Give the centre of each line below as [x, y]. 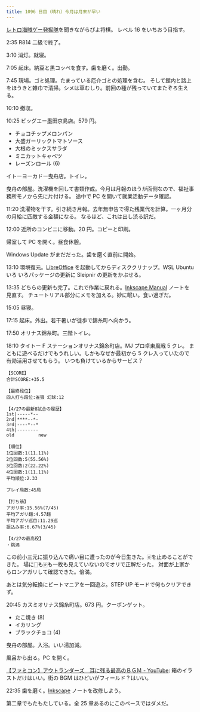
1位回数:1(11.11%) [28, 453]
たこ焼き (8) [30, 617]
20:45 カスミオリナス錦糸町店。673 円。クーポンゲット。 [77, 604]
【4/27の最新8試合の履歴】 [35, 409]
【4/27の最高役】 [25, 539]
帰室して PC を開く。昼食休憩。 [45, 242]
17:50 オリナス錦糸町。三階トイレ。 [50, 333]
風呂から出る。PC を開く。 [39, 658]
